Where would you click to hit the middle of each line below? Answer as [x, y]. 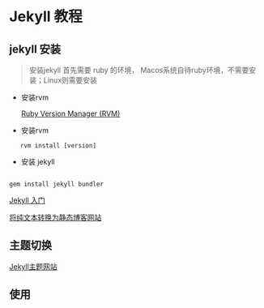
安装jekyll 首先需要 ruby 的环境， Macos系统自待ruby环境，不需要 [139, 70]
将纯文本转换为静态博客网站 [55, 217]
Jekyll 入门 [27, 200]
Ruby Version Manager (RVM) [70, 113]
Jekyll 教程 [46, 17]
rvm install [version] [58, 146]
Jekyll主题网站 [33, 266]
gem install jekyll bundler [57, 184]
